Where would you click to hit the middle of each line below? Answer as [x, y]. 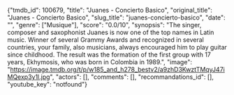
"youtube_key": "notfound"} [47, 84]
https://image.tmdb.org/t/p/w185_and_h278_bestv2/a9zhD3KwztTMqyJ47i [117, 70]
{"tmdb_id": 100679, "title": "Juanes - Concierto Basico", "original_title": [110, 10]
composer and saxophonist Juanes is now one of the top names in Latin [111, 32]
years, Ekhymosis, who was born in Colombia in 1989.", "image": [100, 62]
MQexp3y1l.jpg [29, 77]
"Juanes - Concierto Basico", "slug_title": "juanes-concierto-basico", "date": [116, 17]
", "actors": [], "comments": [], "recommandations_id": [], [132, 77]
